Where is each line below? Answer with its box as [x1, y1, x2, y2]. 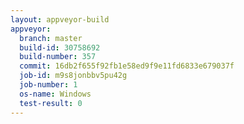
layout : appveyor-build [10, 14, 110, 25]
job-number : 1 [19, 80, 78, 90]
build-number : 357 [19, 52, 97, 62]
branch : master [19, 33, 83, 43]
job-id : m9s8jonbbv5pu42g [19, 71, 128, 81]
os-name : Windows [19, 89, 92, 99]
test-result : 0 [19, 98, 83, 108]
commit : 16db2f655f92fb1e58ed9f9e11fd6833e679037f [19, 61, 235, 71]
